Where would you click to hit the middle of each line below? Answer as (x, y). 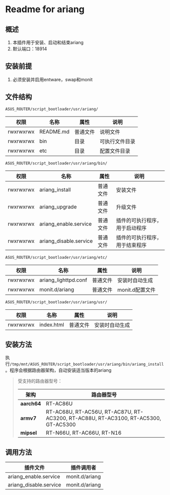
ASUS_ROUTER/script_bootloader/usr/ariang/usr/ (56, 302)
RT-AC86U (59, 404)
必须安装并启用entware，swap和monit (52, 79)
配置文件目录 (115, 151)
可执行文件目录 (117, 142)
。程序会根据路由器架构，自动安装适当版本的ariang (58, 370)
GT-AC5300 (61, 425)
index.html (52, 325)
